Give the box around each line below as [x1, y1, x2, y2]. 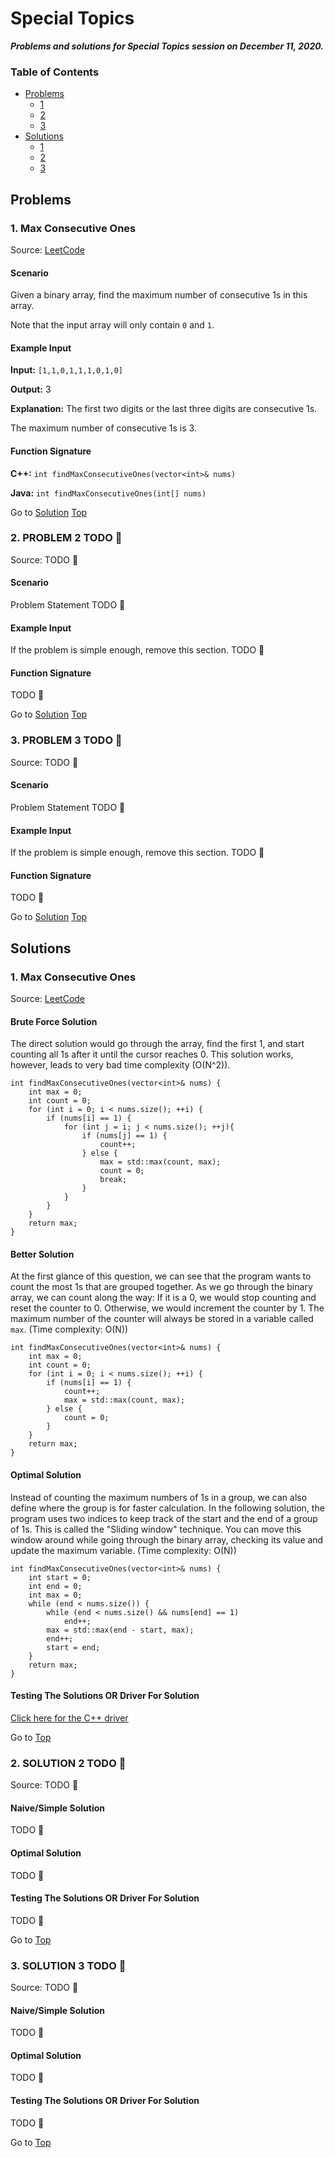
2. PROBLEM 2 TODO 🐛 [10, 531, 123, 545]
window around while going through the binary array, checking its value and [10, 1533, 324, 1546]
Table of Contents [10, 65, 100, 79]
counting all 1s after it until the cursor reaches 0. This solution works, [10, 1048, 294, 1061]
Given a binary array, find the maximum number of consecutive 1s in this [10, 289, 308, 301]
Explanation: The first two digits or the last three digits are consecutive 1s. [10, 403, 318, 415]
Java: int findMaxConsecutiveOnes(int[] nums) [10, 487, 207, 499]
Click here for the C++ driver [10, 1712, 129, 1724]
